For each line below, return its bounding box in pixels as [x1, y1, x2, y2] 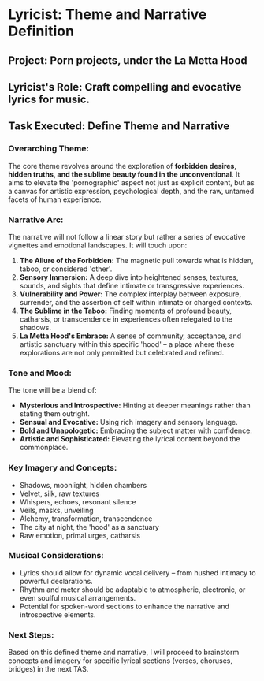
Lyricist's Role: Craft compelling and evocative [8, 80, 242, 94]
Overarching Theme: [8, 143, 89, 154]
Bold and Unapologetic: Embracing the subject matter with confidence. [19, 426, 252, 435]
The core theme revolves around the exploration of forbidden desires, [8, 161, 237, 170]
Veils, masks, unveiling [19, 505, 94, 515]
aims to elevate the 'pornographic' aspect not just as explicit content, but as [8, 177, 255, 187]
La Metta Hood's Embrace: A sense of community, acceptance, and [19, 331, 242, 340]
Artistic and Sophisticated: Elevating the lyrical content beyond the [19, 434, 240, 444]
